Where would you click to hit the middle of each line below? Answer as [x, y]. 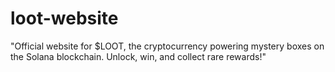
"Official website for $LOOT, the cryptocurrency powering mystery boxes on [167, 46]
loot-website [64, 18]
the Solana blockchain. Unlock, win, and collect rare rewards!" [138, 56]
